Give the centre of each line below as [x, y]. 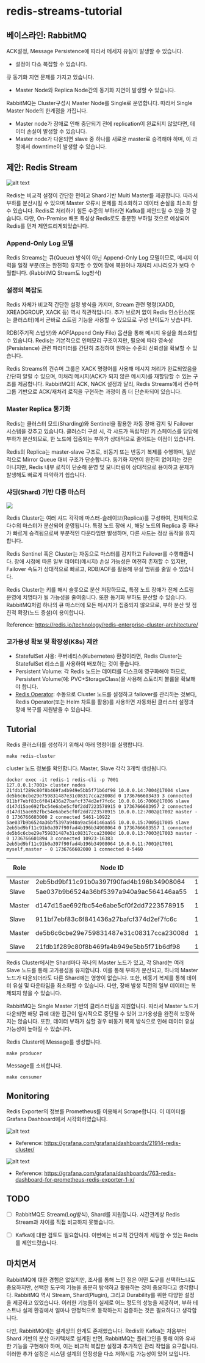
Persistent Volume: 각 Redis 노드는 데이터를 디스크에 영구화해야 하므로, [101, 671]
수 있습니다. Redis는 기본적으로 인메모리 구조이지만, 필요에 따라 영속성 [90, 341]
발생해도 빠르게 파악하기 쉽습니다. [46, 474]
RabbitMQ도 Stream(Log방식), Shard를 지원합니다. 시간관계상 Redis [97, 1214]
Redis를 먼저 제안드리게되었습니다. [48, 226]
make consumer [24, 1077]
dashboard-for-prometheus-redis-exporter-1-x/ [75, 1179]
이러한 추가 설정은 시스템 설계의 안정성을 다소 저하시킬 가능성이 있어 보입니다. [98, 1353]
